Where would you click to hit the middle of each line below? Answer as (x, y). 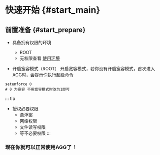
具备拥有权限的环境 (32, 43)
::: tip (10, 98)
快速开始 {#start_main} (53, 10)
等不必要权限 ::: (35, 133)
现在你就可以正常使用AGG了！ (41, 147)
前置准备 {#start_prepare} (46, 30)
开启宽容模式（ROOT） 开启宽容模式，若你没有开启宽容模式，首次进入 (83, 69)
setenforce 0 (18, 84)
